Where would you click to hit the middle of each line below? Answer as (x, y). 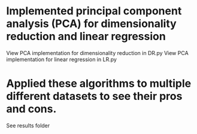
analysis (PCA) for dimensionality (91, 24)
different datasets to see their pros (94, 96)
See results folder (28, 125)
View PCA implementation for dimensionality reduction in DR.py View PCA (97, 53)
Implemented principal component (94, 11)
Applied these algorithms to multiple (99, 83)
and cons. (31, 109)
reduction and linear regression (86, 36)
